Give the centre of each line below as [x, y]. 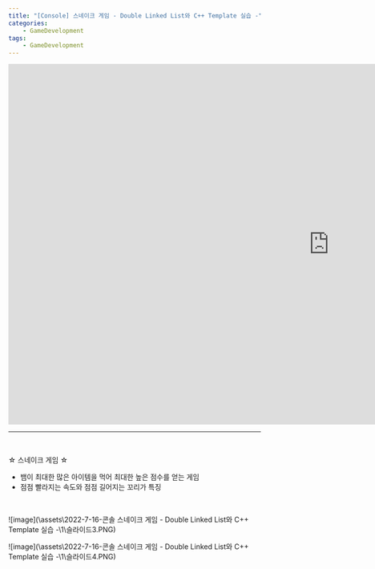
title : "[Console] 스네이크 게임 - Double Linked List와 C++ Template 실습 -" [135, 16]
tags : [17, 38]
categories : [28, 23]
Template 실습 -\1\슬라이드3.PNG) [62, 530]
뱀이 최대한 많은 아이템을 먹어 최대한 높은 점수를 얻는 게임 [110, 477]
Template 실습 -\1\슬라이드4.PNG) [62, 557]
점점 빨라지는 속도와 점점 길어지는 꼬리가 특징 [91, 487]
